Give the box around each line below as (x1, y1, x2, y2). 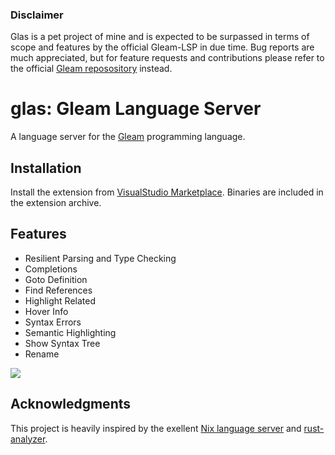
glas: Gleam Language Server (10, 98, 262, 120)
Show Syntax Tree (24, 337, 101, 349)
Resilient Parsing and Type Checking (24, 252, 177, 264)
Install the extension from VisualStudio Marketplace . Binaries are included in (10, 186, 324, 198)
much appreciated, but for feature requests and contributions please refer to (10, 52, 325, 64)
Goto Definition (24, 273, 88, 285)
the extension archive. (10, 197, 102, 209)
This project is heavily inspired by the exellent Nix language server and (10, 422, 302, 434)
